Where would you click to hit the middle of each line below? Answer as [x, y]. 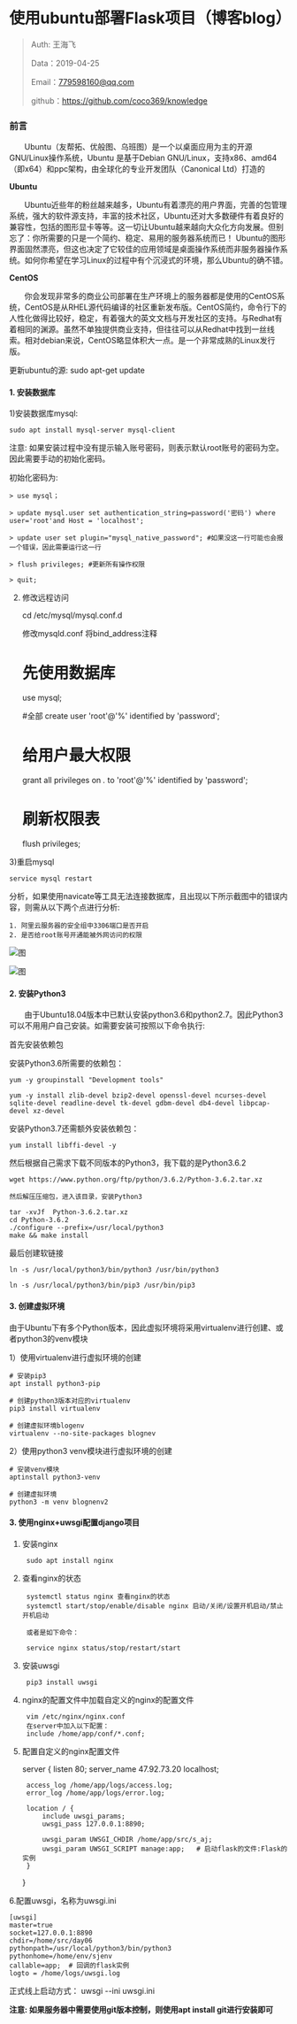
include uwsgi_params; [84, 1816]
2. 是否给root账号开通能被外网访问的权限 [76, 935]
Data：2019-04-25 [65, 63]
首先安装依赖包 [36, 1044]
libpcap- [255, 1104]
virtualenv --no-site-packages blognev [83, 1433]
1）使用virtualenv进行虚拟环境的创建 [75, 1357]
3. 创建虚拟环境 [37, 1306]
